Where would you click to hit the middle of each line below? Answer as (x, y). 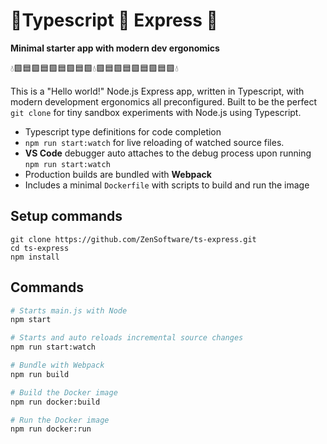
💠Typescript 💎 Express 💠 (114, 20)
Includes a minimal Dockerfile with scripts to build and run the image (167, 185)
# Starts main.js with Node (69, 310)
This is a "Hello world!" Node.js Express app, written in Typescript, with (157, 91)
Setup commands (66, 216)
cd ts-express (40, 248)
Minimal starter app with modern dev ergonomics (115, 48)
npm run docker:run (51, 429)
